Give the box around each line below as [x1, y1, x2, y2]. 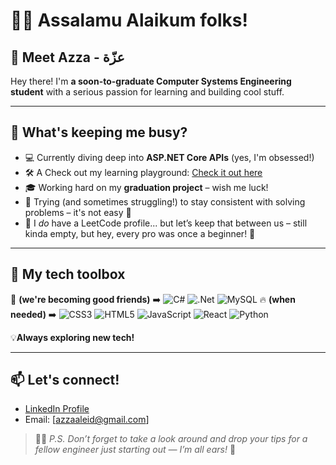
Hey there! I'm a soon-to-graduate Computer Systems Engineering [10, 75, 292, 87]
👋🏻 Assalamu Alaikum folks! [10, 9, 248, 32]
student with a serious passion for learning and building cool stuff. [10, 86, 285, 98]
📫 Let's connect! [10, 372, 120, 389]
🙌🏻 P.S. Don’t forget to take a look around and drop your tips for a [34, 433, 308, 445]
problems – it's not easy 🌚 [24, 206, 132, 218]
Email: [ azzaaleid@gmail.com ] [24, 414, 150, 426]
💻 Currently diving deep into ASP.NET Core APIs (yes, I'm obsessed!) [24, 151, 315, 163]
